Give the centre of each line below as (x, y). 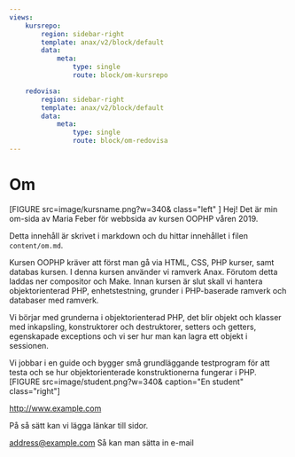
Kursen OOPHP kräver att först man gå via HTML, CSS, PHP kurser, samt (142, 262)
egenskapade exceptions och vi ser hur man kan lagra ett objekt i (128, 336)
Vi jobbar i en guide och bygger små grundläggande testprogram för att (140, 362)
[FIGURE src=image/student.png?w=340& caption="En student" (126, 382)
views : (21, 17)
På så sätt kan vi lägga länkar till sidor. (79, 425)
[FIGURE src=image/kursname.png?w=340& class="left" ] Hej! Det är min (144, 209)
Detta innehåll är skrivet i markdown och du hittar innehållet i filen (128, 235)
